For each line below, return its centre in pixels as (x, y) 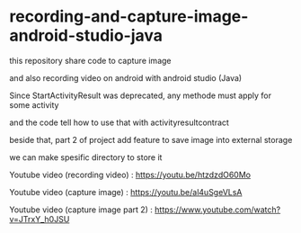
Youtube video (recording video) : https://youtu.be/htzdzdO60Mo (130, 175)
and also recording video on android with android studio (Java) (126, 77)
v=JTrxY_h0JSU (40, 219)
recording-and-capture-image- (129, 17)
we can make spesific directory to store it (86, 157)
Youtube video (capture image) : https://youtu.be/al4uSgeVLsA (126, 192)
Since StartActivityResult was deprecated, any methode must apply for (141, 95)
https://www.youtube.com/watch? (217, 210)
